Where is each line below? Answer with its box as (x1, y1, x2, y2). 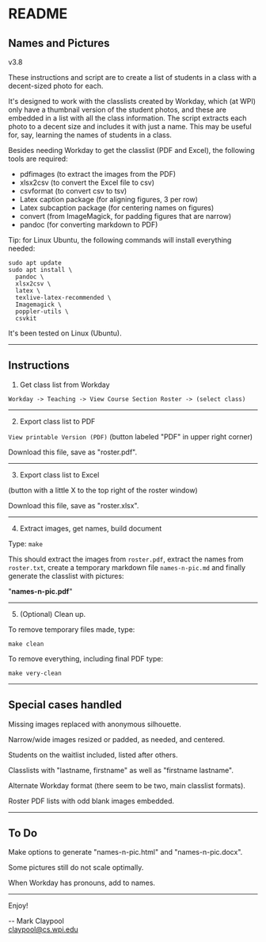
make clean (8, 640, 44, 648)
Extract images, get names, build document (19, 523, 162, 533)
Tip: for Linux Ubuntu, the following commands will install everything (8, 235, 232, 244)
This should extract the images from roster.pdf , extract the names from (8, 554, 244, 564)
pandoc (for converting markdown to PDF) (19, 220, 158, 229)
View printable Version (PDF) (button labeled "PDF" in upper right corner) (8, 431, 253, 441)
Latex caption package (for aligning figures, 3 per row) (19, 195, 198, 204)
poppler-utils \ (15, 308, 69, 316)
